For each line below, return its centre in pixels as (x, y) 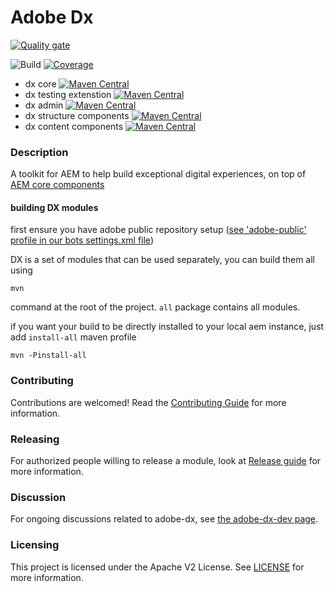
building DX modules (54, 207)
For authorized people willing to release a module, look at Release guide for (166, 461)
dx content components (74, 126)
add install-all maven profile (73, 337)
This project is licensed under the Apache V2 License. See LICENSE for (157, 567)
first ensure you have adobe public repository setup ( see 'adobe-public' (158, 230)
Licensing (35, 545)
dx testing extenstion (68, 94)
